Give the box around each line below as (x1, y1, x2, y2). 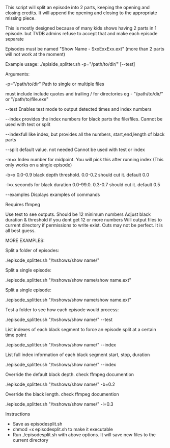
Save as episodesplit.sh (12, 421, 63, 427)
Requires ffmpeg (5, 202, 41, 207)
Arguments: (5, 71, 30, 77)
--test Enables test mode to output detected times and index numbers (5, 106, 152, 112)
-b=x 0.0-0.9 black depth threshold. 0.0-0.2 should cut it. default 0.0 (5, 172, 149, 178)
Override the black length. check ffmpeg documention (5, 391, 120, 397)
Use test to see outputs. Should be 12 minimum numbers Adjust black (5, 211, 151, 217)
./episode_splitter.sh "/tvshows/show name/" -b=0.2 (5, 381, 116, 387)
